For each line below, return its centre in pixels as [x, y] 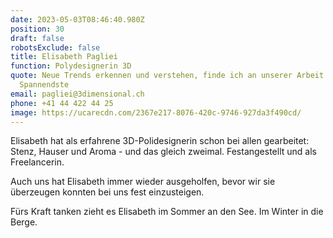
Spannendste [44, 85]
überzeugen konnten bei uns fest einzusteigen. [107, 192]
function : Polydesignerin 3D [71, 66]
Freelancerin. [37, 162]
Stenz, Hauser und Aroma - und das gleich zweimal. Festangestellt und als [163, 152]
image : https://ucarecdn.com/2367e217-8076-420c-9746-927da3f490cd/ [156, 112]
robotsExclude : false [55, 47]
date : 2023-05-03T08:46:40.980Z [77, 19]
